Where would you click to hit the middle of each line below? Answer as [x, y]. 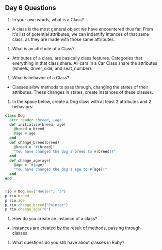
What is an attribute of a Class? [43, 48]
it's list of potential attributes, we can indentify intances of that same [81, 34]
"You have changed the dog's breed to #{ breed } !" [65, 151]
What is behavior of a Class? [40, 77]
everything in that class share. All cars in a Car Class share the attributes [85, 63]
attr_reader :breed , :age [36, 120]
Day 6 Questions [31, 8]
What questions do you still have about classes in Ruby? [68, 243]
